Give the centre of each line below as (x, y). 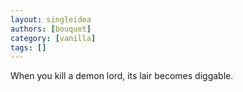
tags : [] (28, 47)
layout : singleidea (51, 19)
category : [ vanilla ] (53, 38)
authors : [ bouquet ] (51, 29)
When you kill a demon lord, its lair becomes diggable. (122, 76)
